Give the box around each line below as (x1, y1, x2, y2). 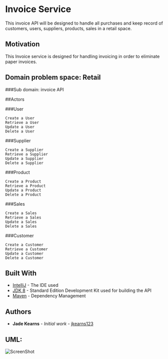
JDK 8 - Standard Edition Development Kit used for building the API (12, 287, 152, 294)
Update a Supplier (5, 156, 44, 161)
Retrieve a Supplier (5, 151, 49, 156)
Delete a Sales (5, 224, 37, 229)
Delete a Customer (5, 255, 44, 260)
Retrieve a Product (5, 183, 46, 189)
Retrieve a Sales (5, 215, 42, 220)
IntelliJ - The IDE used (12, 282, 59, 288)
